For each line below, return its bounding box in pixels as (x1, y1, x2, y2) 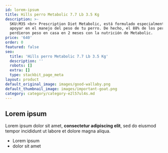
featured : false (5, 44, 39, 49)
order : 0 (5, 40, 23, 45)
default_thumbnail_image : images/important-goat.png (5, 86, 117, 91)
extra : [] (9, 68, 30, 73)
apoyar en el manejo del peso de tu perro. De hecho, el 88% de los (9, 26, 155, 31)
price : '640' (5, 35, 32, 40)
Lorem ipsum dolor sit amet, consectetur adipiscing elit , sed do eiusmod (5, 123, 156, 129)
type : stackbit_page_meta (9, 72, 64, 77)
